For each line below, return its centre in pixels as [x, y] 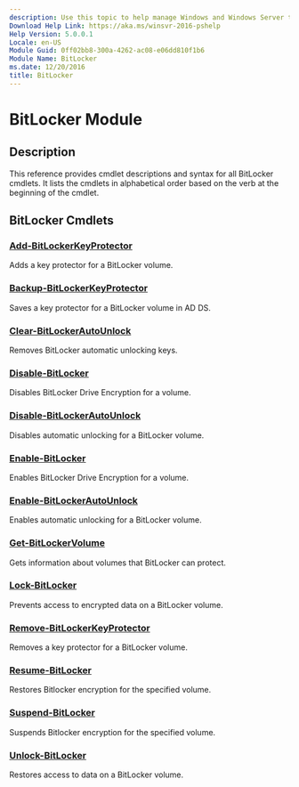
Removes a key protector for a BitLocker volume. [99, 647]
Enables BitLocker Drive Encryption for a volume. [99, 477]
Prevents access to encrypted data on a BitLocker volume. [117, 604]
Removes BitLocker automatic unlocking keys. [93, 350]
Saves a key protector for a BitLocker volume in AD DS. [110, 307]
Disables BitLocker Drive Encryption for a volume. [100, 393]
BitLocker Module [76, 119]
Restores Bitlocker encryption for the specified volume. [110, 690]
